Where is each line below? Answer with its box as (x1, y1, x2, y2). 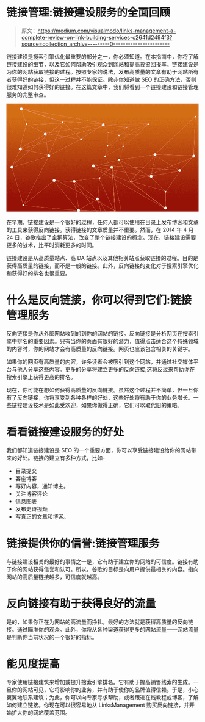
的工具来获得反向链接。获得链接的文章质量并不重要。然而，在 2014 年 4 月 (6, 226, 194, 234)
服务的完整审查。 (6, 91, 49, 98)
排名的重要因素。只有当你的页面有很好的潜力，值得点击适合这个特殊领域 (16, 338, 199, 345)
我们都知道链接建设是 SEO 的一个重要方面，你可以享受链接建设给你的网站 (6, 447, 191, 454)
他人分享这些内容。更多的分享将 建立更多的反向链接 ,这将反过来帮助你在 (16, 366, 195, 373)
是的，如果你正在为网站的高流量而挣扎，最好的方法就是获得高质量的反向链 (6, 618, 193, 626)
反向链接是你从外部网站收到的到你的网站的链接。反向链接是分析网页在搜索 (6, 330, 193, 338)
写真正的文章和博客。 (15, 513, 69, 521)
